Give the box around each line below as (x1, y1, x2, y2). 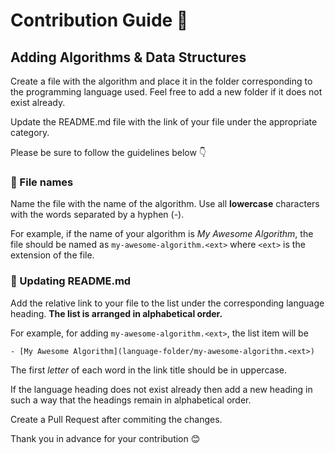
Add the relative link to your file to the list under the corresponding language (10, 297, 325, 309)
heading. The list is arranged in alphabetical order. (10, 307, 223, 319)
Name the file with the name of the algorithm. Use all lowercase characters (10, 198, 320, 210)
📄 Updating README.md (10, 274, 132, 288)
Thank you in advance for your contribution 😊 (10, 432, 201, 444)
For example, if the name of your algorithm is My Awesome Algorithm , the (10, 228, 314, 240)
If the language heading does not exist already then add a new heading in (10, 383, 313, 395)
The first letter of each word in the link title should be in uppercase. (10, 364, 287, 376)
